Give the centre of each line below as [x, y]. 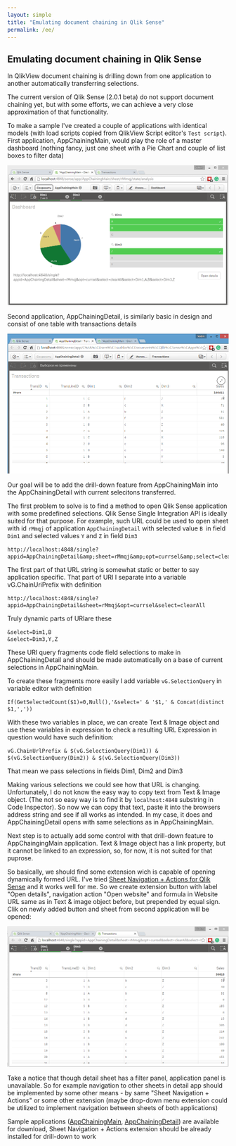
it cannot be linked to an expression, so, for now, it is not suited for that [110, 851]
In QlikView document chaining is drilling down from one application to [110, 76]
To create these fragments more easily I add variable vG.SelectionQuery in [115, 681]
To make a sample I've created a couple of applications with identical [107, 126]
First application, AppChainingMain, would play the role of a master [105, 141]
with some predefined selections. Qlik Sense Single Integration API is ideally [117, 514]
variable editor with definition [50, 689]
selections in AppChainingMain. [53, 668]
